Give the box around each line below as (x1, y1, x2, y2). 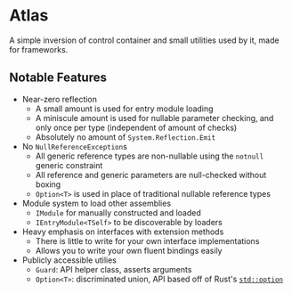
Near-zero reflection (21, 94, 98, 104)
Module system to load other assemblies (21, 198, 172, 208)
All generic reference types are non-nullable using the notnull (35, 151, 264, 161)
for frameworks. (9, 44, 69, 54)
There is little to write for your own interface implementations (35, 235, 260, 246)
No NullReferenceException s (21, 141, 127, 151)
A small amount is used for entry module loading (35, 103, 214, 114)
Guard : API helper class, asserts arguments (35, 264, 192, 274)
